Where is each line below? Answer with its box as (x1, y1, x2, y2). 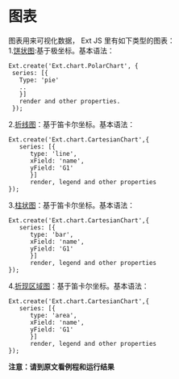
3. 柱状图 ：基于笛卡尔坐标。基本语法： (8, 200, 135, 210)
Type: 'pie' (19, 76, 60, 84)
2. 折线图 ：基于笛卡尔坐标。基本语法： (8, 119, 135, 129)
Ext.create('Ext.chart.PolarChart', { (8, 61, 139, 69)
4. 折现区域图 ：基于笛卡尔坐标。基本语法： (8, 280, 149, 291)
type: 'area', (29, 311, 78, 319)
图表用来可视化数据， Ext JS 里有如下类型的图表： (8, 36, 175, 45)
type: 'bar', (29, 230, 74, 238)
